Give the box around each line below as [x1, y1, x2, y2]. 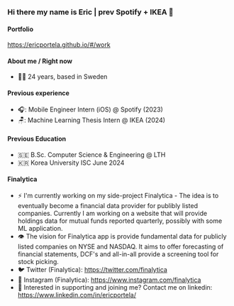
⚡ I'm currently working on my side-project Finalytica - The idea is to [17, 191, 219, 200]
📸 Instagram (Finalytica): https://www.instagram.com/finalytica [17, 275, 201, 284]
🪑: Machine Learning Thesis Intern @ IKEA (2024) [17, 116, 165, 124]
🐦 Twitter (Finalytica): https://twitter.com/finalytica [17, 265, 168, 273]
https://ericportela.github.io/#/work [7, 40, 111, 49]
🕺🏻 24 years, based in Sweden [17, 72, 108, 81]
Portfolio [7, 25, 34, 33]
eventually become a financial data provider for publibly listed [17, 201, 199, 209]
